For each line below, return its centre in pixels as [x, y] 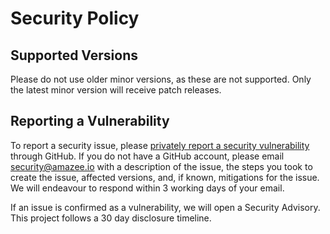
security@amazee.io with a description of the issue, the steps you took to [161, 166]
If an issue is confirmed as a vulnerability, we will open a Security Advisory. [165, 207]
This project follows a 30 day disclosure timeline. [111, 218]
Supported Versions [74, 55]
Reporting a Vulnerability [90, 121]
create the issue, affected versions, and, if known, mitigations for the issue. [165, 177]
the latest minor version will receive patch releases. [116, 90]
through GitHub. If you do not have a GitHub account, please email [147, 156]
